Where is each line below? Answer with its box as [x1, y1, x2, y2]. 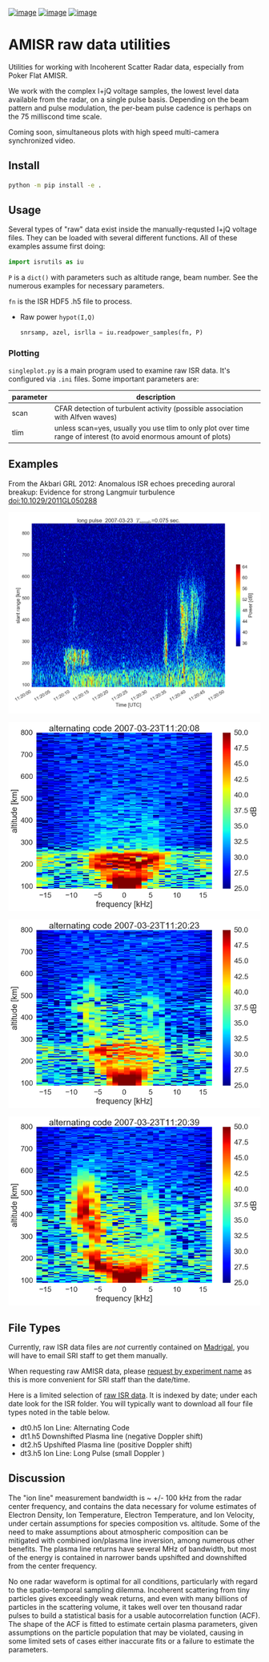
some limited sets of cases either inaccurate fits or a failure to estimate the [8, 1636, 255, 1646]
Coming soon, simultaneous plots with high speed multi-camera [8, 127, 219, 136]
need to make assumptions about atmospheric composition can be [8, 1527, 228, 1536]
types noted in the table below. [8, 1407, 110, 1417]
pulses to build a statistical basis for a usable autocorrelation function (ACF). [8, 1611, 260, 1620]
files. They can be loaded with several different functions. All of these [8, 233, 238, 243]
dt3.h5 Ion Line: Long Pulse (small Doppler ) [19, 1449, 166, 1458]
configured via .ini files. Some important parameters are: [8, 374, 199, 384]
